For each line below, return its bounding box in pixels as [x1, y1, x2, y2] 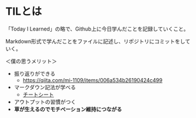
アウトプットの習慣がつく [13, 98, 76, 105]
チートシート [22, 91, 54, 98]
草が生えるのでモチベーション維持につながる [13, 106, 123, 113]
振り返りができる [13, 70, 56, 77]
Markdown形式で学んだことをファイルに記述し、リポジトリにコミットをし [5, 38, 185, 45]
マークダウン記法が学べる [13, 83, 76, 90]
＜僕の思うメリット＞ [5, 58, 57, 65]
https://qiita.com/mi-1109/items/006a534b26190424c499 [22, 76, 163, 83]
